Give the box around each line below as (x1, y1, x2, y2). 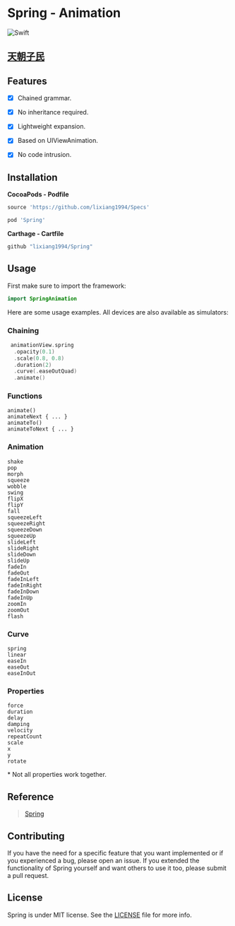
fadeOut (7, 569, 30, 577)
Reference (7, 790, 54, 803)
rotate (7, 758, 27, 765)
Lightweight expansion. (17, 122, 86, 131)
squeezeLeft (7, 514, 42, 521)
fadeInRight (7, 582, 42, 589)
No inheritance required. (17, 108, 89, 117)
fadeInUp (7, 594, 33, 602)
